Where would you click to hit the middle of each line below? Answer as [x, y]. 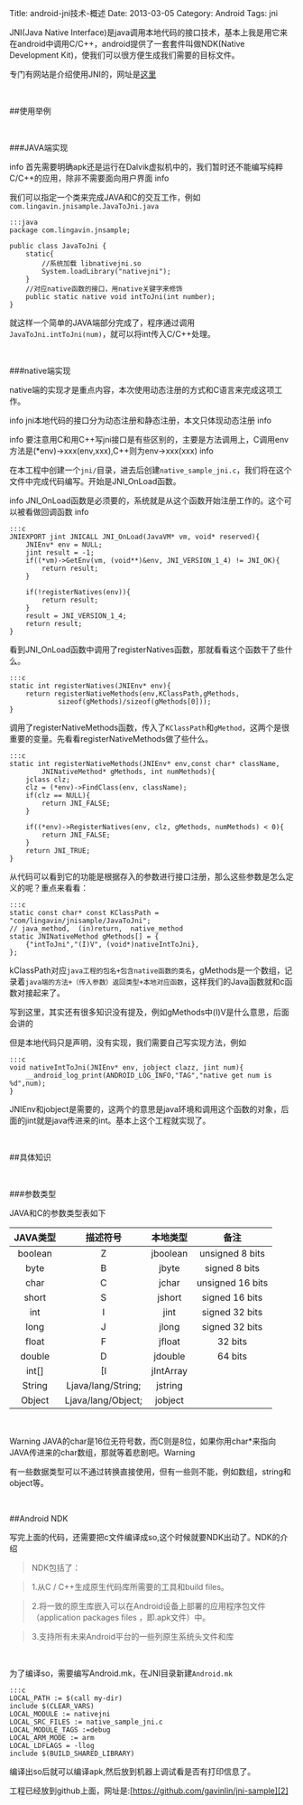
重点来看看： [64, 888]
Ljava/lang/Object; [103, 1400]
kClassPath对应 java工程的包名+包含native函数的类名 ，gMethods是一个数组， [147, 970]
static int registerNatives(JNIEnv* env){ [90, 686]
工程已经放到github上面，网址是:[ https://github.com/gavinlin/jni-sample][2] [149, 1791]
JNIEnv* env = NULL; [64, 545]
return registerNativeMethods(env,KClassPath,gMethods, [133, 694]
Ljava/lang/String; [104, 1385]
